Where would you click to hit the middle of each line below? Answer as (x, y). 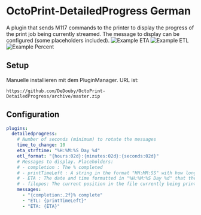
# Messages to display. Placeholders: (65, 162)
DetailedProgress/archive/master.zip (53, 96)
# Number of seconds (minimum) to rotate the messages (87, 140)
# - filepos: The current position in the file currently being (99, 184)
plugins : (17, 128)
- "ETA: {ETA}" (41, 206)
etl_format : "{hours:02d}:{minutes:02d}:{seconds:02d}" (88, 156)
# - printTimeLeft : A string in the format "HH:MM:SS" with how (100, 173)
